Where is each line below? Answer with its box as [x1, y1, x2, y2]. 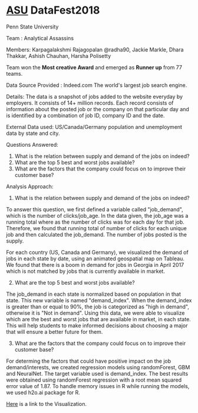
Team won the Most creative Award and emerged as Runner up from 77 [6, 63, 183, 71]
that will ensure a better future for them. [6, 328, 103, 335]
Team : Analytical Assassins [6, 34, 74, 41]
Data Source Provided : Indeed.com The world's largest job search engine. [6, 81, 187, 89]
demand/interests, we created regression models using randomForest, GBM [6, 363, 190, 370]
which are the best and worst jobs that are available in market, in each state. [6, 315, 192, 322]
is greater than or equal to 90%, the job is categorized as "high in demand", [6, 303, 190, 310]
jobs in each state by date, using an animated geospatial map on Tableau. [6, 255, 184, 262]
